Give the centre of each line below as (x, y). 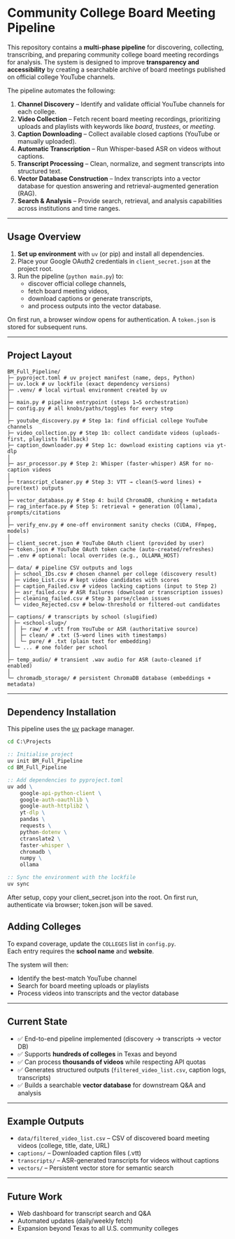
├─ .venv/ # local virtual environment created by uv (87, 390)
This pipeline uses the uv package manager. (71, 729)
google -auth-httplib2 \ (55, 806)
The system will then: (38, 964)
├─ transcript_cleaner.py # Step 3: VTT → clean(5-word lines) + (104, 482)
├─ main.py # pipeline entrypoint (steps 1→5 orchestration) (98, 402)
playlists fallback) (59, 439)
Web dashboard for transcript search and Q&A (84, 1214)
